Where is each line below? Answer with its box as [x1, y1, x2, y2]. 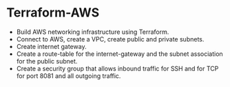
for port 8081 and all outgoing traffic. [16, 71, 121, 80]
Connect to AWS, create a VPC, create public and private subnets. [16, 35, 205, 43]
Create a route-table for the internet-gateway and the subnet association [16, 50, 223, 58]
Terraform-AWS [6, 5, 100, 21]
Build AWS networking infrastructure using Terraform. [16, 28, 169, 36]
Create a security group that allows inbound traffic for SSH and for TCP [16, 64, 219, 72]
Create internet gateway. [16, 42, 87, 50]
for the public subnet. [16, 57, 78, 65]
